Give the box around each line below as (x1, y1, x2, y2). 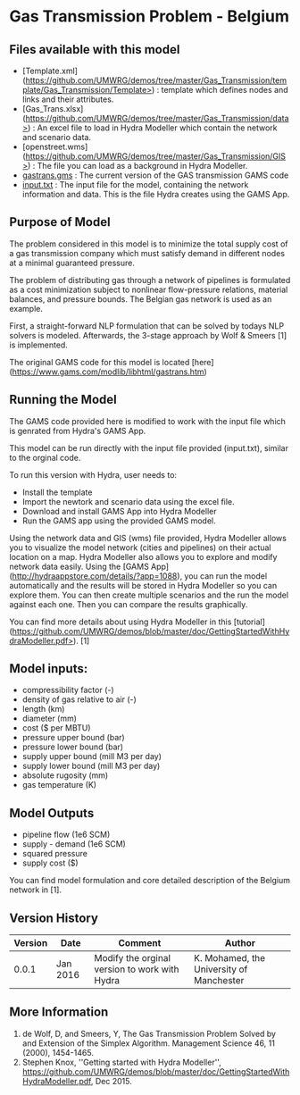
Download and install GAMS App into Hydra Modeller (21, 506, 217, 516)
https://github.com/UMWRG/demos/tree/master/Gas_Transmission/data (25, 113, 289, 123)
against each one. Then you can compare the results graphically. (9, 598, 248, 609)
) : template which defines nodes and (151, 85, 288, 95)
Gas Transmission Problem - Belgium (9, 6, 290, 27)
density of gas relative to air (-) (21, 694, 137, 705)
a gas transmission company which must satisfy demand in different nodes (9, 247, 286, 258)
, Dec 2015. (90, 1075, 132, 1086)
